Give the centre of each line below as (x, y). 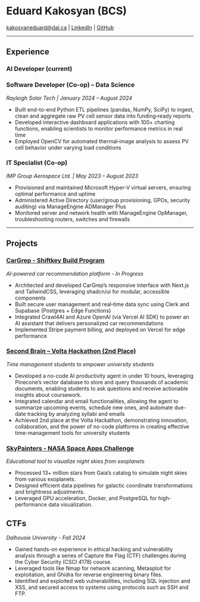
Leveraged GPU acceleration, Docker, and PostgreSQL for (86, 498)
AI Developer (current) (39, 69)
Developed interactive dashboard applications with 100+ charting (95, 122)
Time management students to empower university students (80, 364)
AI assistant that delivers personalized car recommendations (89, 323)
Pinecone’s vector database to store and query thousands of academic (101, 382)
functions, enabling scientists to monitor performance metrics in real (99, 128)
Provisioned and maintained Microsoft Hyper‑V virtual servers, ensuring (103, 187)
